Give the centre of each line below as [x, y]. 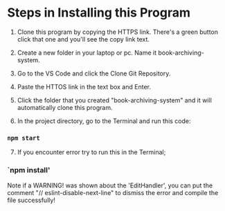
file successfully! [31, 200]
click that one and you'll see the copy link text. [83, 39]
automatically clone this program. [65, 107]
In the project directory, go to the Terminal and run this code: [104, 121]
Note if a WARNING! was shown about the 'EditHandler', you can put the [110, 185]
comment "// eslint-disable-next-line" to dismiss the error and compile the [113, 192]
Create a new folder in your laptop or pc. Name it [87, 53]
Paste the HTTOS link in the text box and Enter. [84, 86]
